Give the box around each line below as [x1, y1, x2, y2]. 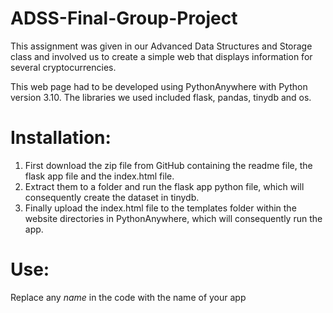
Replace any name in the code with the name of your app [10, 291, 247, 303]
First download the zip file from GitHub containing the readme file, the [24, 159, 313, 171]
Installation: [10, 127, 112, 149]
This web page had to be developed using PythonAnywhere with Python [10, 80, 308, 92]
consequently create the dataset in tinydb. [24, 191, 200, 203]
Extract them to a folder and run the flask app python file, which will [24, 180, 305, 192]
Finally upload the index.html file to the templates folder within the [24, 202, 297, 214]
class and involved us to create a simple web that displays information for [10, 50, 313, 62]
